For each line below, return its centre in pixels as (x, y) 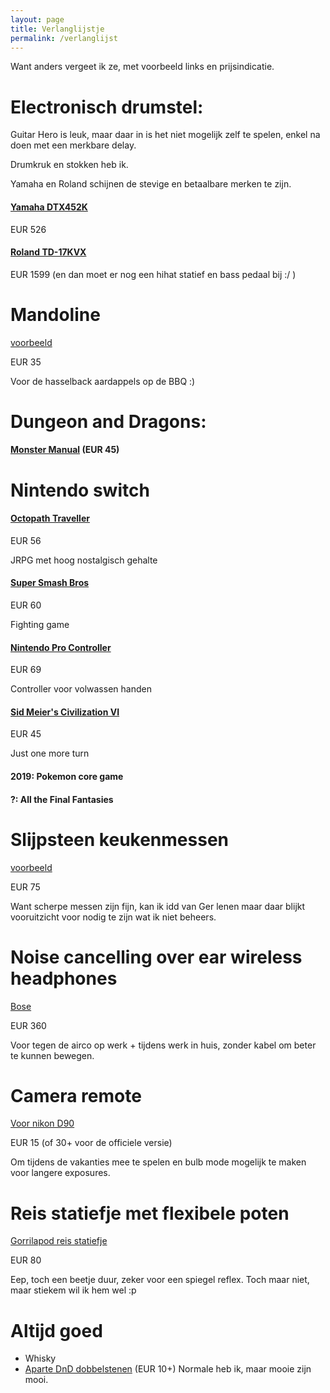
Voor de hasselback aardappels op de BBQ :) (103, 381)
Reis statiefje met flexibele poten (150, 1213)
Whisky (40, 1358)
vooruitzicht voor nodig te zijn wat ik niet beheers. (113, 917)
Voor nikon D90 (42, 1123)
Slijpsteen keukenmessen (119, 839)
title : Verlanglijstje (57, 29)
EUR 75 (25, 887)
